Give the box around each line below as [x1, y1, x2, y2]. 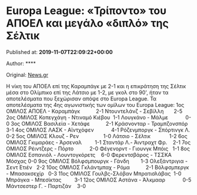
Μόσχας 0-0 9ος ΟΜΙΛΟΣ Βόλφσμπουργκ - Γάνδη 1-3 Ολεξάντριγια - [6, 157, 188, 164]
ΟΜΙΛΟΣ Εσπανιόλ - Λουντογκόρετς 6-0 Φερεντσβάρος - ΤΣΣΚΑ [6, 151, 172, 158]
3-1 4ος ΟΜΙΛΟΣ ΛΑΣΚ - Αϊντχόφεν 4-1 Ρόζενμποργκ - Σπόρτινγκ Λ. [6, 126, 190, 133]
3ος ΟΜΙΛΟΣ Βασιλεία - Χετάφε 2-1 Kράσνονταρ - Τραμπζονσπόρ [11, 120, 188, 127]
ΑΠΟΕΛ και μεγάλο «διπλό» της [6, 16, 169, 30]
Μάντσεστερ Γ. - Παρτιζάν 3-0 [6, 182, 86, 189]
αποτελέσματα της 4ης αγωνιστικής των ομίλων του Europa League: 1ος [6, 101, 185, 108]
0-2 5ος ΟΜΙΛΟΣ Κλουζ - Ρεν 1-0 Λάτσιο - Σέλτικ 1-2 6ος [6, 132, 188, 139]
